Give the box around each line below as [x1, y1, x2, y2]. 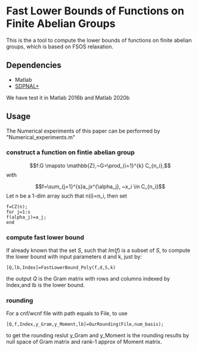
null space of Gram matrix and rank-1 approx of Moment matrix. [6, 338, 162, 346]
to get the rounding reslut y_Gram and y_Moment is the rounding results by [6, 332, 190, 339]
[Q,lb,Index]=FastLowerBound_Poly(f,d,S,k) [6, 264, 116, 271]
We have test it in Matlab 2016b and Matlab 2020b [6, 94, 130, 101]
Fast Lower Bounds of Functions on [6, 4, 185, 18]
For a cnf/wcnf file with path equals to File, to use [6, 310, 128, 317]
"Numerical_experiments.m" [6, 133, 76, 141]
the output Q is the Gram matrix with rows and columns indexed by [6, 275, 171, 282]
